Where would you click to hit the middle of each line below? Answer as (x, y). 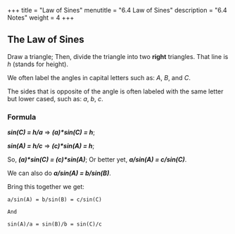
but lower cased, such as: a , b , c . (55, 98)
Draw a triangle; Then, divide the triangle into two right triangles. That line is (118, 56)
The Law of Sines (46, 40)
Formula (22, 117)
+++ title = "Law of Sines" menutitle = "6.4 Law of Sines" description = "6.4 (117, 10)
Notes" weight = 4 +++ (41, 18)
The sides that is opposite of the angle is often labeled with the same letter (115, 91)
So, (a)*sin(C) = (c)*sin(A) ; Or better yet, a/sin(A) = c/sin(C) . (97, 160)
